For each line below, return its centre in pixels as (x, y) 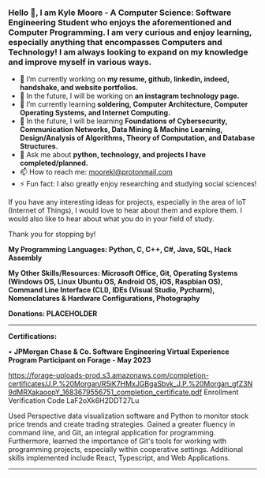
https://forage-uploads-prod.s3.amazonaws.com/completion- (108, 375)
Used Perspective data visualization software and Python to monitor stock (129, 416)
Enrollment (221, 392)
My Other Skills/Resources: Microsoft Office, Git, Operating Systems (123, 273)
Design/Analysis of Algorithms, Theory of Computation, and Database (137, 138)
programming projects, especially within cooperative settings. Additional (126, 450)
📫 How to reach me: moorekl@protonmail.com (96, 172)
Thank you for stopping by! (52, 234)
